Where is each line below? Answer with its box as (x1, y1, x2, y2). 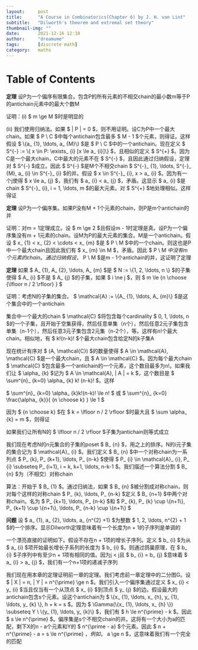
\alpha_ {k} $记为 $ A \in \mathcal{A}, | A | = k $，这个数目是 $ (22, 369, 175, 376)
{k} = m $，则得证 (6, 415, 50, 422)
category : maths (6, 47, 51, 53)
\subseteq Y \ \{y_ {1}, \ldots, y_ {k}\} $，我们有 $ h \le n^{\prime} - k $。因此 (6, 608, 192, 615)
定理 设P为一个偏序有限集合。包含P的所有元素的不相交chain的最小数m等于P (6, 93, 190, 100)
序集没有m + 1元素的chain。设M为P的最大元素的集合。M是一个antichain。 (6, 232, 186, 239)
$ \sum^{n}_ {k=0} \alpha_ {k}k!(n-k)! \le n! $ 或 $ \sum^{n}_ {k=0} (6, 389, 167, 396)
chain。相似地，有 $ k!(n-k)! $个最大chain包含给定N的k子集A (6, 334, 154, 342)
